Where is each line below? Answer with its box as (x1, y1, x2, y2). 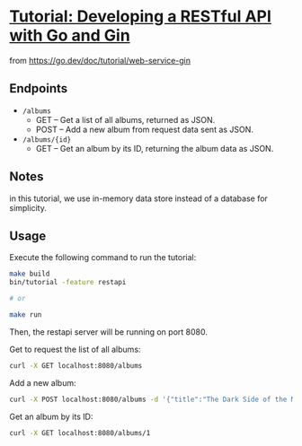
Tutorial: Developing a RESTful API (9, 6, 272, 27)
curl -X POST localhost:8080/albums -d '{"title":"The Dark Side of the (9, 395, 288, 404)
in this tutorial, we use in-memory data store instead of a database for (9, 193, 268, 204)
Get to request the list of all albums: (9, 344, 141, 354)
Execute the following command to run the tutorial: (9, 252, 197, 263)
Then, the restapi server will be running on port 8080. (9, 326, 209, 337)
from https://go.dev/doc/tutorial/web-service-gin (9, 55, 191, 66)
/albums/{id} (22, 135, 72, 144)
